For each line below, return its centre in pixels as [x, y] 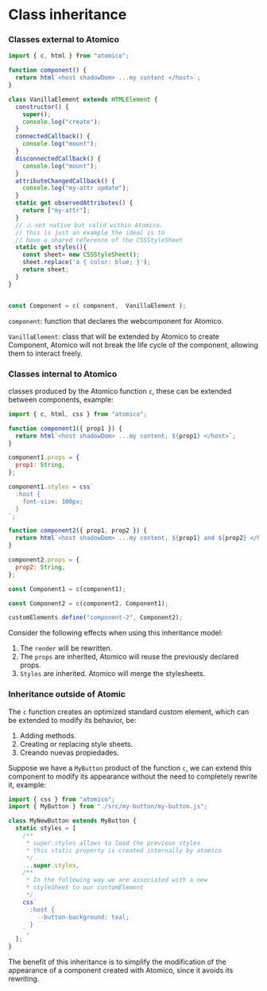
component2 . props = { [44, 560]
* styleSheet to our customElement [85, 888]
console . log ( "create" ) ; [62, 122]
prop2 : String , [41, 567]
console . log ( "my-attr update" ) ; [76, 188]
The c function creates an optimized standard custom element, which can [129, 711]
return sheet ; [46, 270]
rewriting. [24, 979]
